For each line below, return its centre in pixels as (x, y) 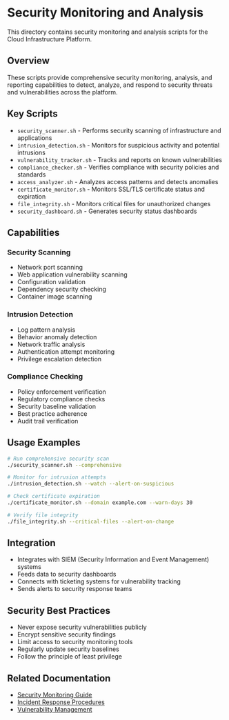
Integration (32, 543)
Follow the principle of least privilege (70, 657)
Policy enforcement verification (62, 392)
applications (34, 138)
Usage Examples (44, 443)
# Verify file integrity (43, 515)
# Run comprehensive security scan (58, 459)
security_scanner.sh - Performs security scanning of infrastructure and (119, 130)
